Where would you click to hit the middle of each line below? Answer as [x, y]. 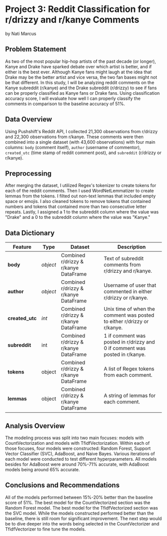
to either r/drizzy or [126, 322]
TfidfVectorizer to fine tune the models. [45, 529]
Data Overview [29, 119]
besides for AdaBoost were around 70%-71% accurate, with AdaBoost [77, 464]
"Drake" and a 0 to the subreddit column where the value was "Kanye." [78, 217]
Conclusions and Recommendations [62, 485]
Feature [22, 247]
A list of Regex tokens [129, 369]
